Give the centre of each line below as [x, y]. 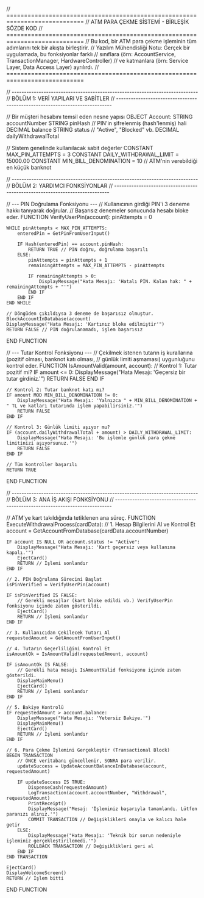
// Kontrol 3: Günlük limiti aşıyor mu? [58, 427]
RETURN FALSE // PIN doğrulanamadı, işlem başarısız [75, 329]
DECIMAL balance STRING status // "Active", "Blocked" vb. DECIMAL [93, 130]
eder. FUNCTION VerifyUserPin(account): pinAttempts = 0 [79, 217]
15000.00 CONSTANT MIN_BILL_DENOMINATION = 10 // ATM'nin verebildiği [102, 161]
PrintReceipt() [47, 803]
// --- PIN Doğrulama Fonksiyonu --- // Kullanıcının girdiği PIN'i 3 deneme [98, 204]
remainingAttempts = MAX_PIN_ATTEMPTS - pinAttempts [97, 265]
